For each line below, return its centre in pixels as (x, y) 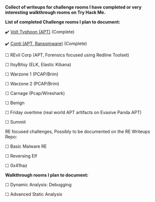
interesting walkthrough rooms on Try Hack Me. (55, 12)
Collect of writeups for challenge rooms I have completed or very (74, 7)
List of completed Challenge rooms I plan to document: (63, 22)
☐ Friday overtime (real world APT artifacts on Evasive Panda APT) (74, 112)
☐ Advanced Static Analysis (34, 194)
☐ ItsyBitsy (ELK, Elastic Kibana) (38, 64)
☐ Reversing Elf (21, 156)
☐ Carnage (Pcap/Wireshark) (35, 93)
